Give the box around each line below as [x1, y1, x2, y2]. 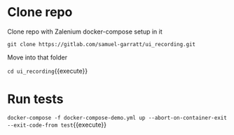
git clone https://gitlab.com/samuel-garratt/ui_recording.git [7, 41, 196, 48]
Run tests [7, 92, 64, 107]
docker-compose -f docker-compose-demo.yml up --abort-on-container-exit [7, 114, 228, 121]
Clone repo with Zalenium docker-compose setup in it [7, 27, 163, 36]
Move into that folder [7, 53, 68, 62]
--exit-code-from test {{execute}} [7, 120, 107, 129]
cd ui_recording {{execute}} [7, 66, 88, 75]
